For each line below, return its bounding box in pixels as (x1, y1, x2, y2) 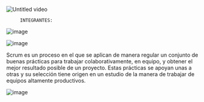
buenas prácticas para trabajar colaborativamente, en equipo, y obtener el (6, 58, 193, 65)
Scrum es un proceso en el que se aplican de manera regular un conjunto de (6, 51, 199, 59)
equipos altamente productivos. (6, 77, 86, 84)
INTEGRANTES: (19, 18, 53, 24)
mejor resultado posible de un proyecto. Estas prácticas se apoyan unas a (6, 64, 192, 71)
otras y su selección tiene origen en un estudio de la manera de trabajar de (6, 71, 195, 78)
